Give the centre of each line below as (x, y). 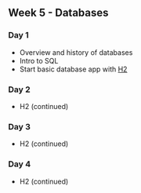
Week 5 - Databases (58, 13)
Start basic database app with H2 (73, 69)
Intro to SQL (39, 60)
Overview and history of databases (76, 52)
